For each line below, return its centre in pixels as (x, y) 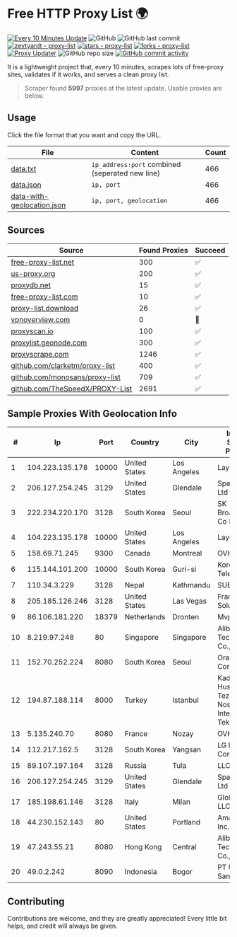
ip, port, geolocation (129, 200)
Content (145, 152)
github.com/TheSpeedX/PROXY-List (72, 389)
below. (34, 96)
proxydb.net (31, 285)
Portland (187, 822)
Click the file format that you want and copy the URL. (84, 134)
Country (145, 442)
